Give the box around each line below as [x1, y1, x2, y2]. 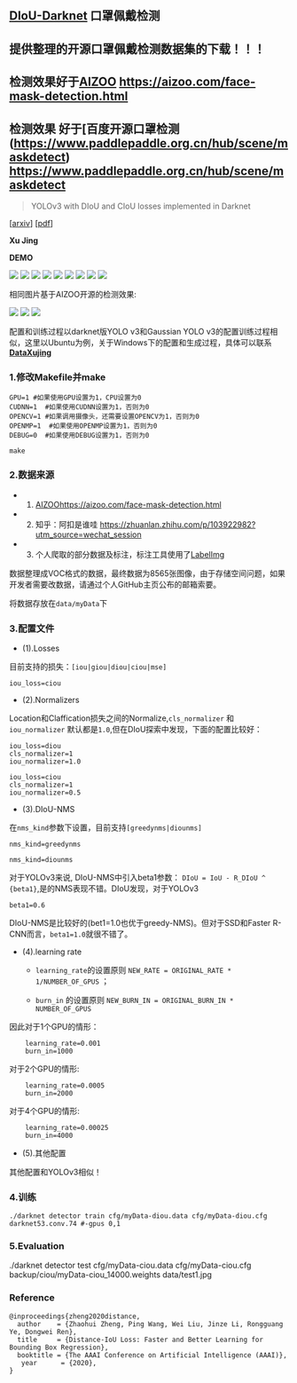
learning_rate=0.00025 [25, 1123, 109, 1132]
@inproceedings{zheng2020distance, [9, 1312, 141, 1321]
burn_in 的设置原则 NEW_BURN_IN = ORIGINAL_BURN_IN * [35, 994, 234, 1005]
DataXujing [9, 347, 51, 358]
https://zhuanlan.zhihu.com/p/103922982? [99, 518, 256, 530]
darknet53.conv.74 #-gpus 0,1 [9, 1220, 121, 1229]
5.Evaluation [9, 1240, 65, 1253]
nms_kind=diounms [9, 855, 74, 864]
